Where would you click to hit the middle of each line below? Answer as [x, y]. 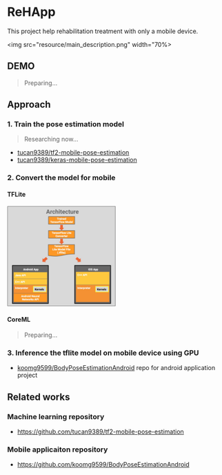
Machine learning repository [56, 416]
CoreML [19, 320]
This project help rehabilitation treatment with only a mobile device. [103, 31]
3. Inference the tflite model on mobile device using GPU [103, 353]
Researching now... [51, 139]
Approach [29, 105]
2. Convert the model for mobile [61, 178]
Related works [39, 397]
